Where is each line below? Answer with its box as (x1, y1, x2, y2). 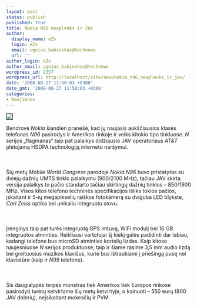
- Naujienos (6, 96, 35, 102)
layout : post (6, 8, 38, 15)
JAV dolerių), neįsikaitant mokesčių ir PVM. (6, 293, 111, 301)
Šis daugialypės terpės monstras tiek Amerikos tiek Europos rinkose (6, 281, 171, 288)
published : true (6, 19, 46, 25)
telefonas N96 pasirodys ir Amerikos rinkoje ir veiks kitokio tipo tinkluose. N (6, 130, 189, 138)
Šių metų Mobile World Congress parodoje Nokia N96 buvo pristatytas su (6, 168, 184, 175)
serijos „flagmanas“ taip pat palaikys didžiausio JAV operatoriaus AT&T (6, 137, 178, 144)
